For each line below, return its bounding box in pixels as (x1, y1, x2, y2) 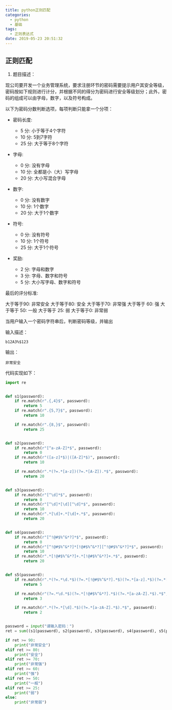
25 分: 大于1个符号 (20, 244, 59, 251)
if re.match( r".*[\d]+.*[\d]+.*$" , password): (14, 511, 116, 516)
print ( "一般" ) (14, 681, 43, 686)
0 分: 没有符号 (20, 232, 50, 238)
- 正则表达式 (10, 31, 34, 36)
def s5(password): (5, 572, 45, 578)
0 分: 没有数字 (20, 197, 50, 203)
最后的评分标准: (5, 290, 38, 296)
